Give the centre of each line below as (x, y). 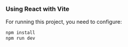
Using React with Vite (38, 9)
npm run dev (20, 38)
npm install (20, 33)
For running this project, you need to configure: (64, 22)
